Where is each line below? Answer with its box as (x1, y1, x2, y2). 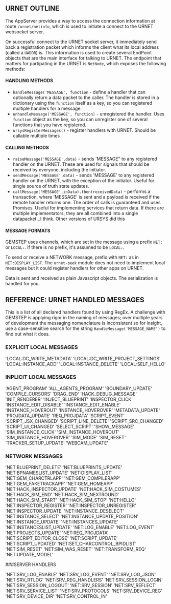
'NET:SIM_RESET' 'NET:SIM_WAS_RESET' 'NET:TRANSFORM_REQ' (5, 546, 146, 552)
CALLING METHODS (5, 144, 50, 150)
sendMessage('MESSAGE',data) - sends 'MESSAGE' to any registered (12, 172, 154, 179)
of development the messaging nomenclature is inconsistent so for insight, (5, 320, 162, 326)
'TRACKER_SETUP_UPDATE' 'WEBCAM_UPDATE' (5, 440, 109, 446)
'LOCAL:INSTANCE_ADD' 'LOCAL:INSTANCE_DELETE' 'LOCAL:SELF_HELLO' (5, 361, 166, 367)
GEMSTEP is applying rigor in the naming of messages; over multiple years (5, 315, 163, 321)
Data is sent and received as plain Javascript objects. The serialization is (5, 275, 158, 281)
